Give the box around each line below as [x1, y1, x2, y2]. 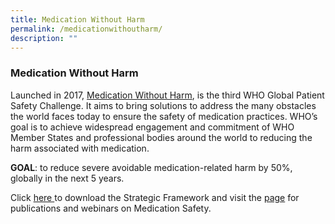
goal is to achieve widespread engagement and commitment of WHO [10, 121, 295, 133]
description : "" [10, 33, 78, 43]
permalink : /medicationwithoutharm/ [10, 24, 163, 34]
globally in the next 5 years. [10, 172, 125, 184]
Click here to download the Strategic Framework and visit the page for [10, 191, 300, 203]
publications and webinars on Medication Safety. [10, 202, 212, 214]
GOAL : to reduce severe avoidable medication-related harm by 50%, [10, 161, 293, 173]
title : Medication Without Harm [10, 14, 145, 25]
